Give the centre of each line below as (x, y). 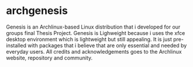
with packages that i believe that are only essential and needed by (107, 45)
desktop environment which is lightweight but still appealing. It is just (89, 39)
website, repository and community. (49, 58)
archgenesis (37, 11)
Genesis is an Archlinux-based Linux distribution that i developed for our (93, 27)
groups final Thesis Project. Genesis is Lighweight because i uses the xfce (96, 33)
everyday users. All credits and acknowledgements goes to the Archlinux (94, 51)
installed (16, 45)
